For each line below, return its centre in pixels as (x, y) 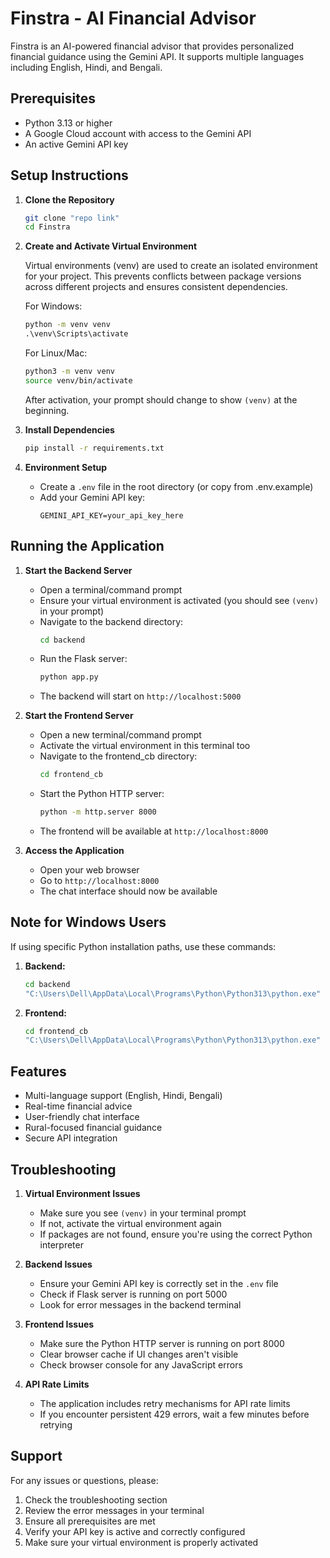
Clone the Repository (69, 199)
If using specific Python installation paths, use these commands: (143, 946)
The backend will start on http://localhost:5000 (140, 696)
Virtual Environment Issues (82, 1193)
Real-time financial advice (78, 1106)
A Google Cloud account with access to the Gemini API (138, 133)
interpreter (61, 1244)
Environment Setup (66, 467)
